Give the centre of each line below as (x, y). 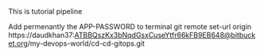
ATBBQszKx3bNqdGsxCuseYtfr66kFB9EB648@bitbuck (165, 35)
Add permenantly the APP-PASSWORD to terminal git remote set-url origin (130, 26)
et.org (18, 43)
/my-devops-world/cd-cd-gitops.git (86, 43)
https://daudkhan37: (42, 35)
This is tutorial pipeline (45, 11)
